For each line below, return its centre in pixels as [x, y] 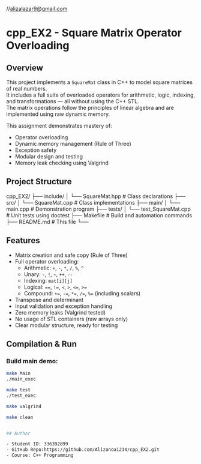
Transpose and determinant [49, 300]
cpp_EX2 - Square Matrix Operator [94, 33]
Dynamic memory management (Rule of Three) [73, 144]
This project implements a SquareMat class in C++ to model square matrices [100, 82]
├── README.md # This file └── [47, 221]
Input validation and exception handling [64, 306]
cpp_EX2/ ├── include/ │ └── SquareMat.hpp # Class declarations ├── [96, 196]
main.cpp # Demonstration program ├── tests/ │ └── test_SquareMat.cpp [98, 209]
